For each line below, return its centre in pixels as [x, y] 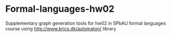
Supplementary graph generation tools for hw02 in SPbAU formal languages [86, 23]
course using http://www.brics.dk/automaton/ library [61, 28]
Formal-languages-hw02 [60, 9]
